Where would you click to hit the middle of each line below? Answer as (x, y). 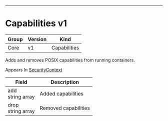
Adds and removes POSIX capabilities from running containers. (70, 60)
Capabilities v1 (36, 23)
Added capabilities (61, 93)
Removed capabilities (65, 108)
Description (65, 82)
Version (37, 39)
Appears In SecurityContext (34, 69)
